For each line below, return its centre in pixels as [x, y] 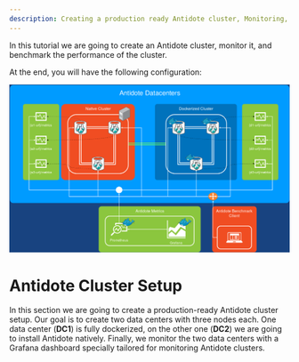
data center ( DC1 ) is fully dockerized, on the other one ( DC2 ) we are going [146, 329]
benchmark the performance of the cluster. [88, 54]
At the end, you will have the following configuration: [105, 72]
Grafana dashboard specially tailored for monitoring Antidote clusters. [137, 348]
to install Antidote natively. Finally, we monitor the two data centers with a [144, 339]
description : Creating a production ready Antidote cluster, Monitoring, [149, 19]
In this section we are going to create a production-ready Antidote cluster [144, 310]
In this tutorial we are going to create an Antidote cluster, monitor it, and [141, 45]
